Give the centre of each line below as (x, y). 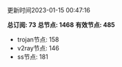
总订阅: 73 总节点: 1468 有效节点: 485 (61, 25)
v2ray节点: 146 (38, 48)
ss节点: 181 (32, 57)
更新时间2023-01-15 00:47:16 (49, 10)
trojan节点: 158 (38, 39)
